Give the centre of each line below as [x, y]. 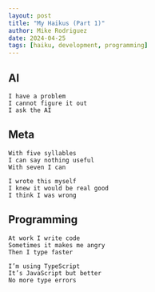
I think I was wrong [43, 195]
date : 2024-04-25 [37, 38]
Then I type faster [41, 252]
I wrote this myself [43, 181]
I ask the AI [30, 110]
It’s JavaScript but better [55, 273]
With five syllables [43, 153]
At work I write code [44, 238]
